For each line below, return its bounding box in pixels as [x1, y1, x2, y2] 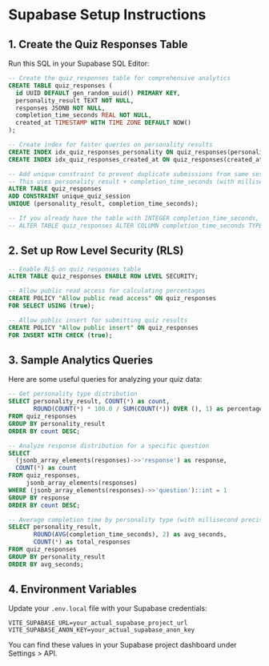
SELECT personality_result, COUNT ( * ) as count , [8, 398, 171, 406]
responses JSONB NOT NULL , [15, 104, 106, 112]
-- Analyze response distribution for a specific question [8, 442, 210, 450]
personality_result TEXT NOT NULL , [15, 96, 134, 105]
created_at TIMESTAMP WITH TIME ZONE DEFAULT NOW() [15, 118, 192, 127]
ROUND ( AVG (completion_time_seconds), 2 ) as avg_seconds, [33, 531, 227, 539]
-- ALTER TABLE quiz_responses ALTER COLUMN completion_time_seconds [8, 222, 246, 230]
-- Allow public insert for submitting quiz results [8, 316, 188, 324]
